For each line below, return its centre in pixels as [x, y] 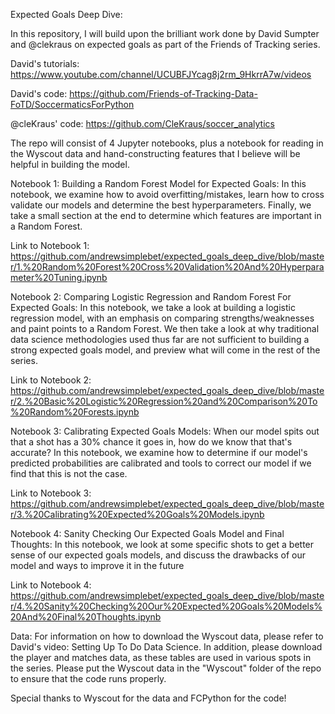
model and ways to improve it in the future [97, 565]
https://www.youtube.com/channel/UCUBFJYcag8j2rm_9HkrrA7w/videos [161, 74]
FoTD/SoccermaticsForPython [72, 104]
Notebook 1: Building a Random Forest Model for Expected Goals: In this [158, 183]
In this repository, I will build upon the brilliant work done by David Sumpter [165, 33]
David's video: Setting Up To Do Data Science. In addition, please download [166, 647]
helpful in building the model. [70, 164]
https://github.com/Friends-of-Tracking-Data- [163, 93]
